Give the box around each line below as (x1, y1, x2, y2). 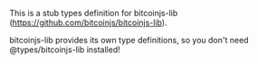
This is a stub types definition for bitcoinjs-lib (9, 8, 178, 18)
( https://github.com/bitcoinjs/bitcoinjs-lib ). (9, 17, 167, 28)
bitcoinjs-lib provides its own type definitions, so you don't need (9, 35, 249, 45)
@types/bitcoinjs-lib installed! (9, 44, 120, 55)
